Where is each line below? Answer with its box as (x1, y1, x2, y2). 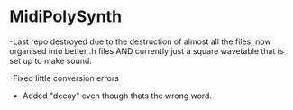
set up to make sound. (9, 55, 93, 66)
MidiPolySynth (9, 6, 123, 27)
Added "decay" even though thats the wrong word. (22, 90, 213, 101)
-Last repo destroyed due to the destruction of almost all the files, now (9, 36, 272, 47)
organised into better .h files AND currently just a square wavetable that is (9, 45, 284, 56)
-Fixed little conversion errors (9, 72, 120, 83)
